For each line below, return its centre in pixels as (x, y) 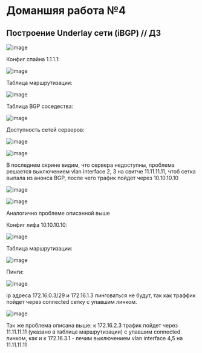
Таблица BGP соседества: (40, 106)
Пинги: (15, 272)
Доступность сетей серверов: (45, 130)
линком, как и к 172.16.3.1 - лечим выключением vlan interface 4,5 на (95, 338)
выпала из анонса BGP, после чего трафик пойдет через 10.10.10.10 (93, 178)
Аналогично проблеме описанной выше (58, 213)
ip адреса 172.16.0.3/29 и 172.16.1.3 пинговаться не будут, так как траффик (101, 295)
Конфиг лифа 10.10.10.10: (37, 225)
